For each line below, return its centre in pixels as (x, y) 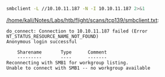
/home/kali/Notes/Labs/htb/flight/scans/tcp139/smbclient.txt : (83, 20)
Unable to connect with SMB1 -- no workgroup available (78, 68)
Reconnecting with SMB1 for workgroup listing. (68, 63)
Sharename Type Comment (62, 52)
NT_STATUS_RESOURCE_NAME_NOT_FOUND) (52, 36)
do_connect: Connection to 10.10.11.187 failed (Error (77, 31)
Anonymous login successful (42, 42)
